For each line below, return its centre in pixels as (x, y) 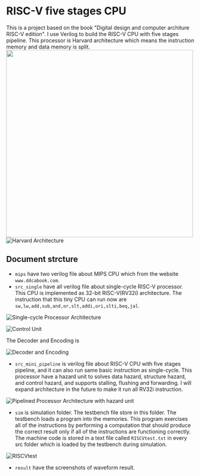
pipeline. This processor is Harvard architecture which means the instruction (100, 40)
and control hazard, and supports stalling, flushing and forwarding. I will (103, 382)
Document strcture (42, 259)
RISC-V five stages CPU (66, 11)
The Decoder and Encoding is (43, 341)
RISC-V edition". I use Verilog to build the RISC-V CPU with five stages (93, 34)
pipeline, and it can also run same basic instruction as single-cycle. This (103, 370)
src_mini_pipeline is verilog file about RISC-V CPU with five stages (98, 363)
